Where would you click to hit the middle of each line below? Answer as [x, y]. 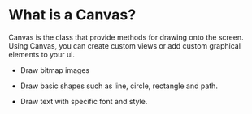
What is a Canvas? [72, 15]
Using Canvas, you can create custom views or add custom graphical [125, 45]
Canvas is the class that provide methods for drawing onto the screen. [126, 37]
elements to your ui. [42, 54]
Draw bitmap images [55, 70]
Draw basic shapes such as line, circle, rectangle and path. [119, 86]
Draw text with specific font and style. [84, 101]
